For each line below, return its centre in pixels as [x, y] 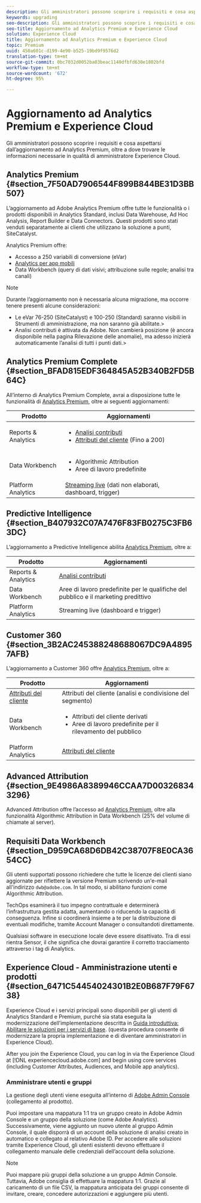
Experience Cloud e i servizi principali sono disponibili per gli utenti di [92, 1010]
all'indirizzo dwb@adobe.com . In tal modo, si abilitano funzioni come [87, 887]
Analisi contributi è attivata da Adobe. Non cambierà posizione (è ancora [104, 330]
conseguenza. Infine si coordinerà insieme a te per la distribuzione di [91, 918]
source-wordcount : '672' [37, 73]
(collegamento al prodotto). [40, 1101]
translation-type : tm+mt [37, 56]
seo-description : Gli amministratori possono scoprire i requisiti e [95, 23]
